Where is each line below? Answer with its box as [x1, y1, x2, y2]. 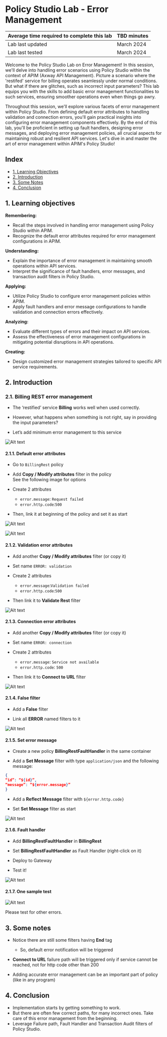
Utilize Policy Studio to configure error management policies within [12, 293, 150, 299]
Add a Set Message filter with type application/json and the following [12, 758, 159, 764]
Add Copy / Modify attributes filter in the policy [12, 471, 112, 477]
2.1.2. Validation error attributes [5, 542, 73, 548]
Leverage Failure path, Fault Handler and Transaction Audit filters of [12, 1020, 153, 1026]
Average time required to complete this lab [8, 32, 112, 39]
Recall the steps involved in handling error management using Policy [12, 222, 154, 228]
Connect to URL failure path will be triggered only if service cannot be [12, 956, 158, 962]
